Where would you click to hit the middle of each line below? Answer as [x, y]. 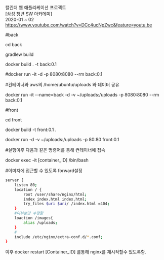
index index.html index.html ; [55, 199]
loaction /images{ [34, 218]
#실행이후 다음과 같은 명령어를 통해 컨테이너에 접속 [55, 150]
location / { [28, 189]
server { [14, 180]
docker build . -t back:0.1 [31, 64]
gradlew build [19, 54]
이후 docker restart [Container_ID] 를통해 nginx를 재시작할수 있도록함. [76, 252]
